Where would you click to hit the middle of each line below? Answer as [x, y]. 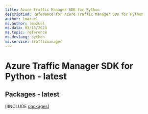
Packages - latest [32, 95]
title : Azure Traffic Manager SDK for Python [52, 10]
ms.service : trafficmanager [34, 42]
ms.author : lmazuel [25, 23]
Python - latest [36, 76]
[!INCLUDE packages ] [27, 106]
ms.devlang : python [25, 37]
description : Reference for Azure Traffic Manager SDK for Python [74, 14]
